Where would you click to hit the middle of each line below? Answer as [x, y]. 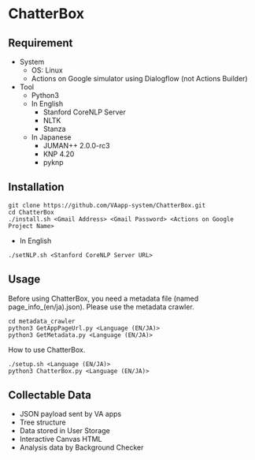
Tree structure [42, 422]
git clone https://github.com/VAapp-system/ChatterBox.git [107, 205]
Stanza [54, 129]
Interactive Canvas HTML [61, 439]
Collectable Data [50, 395]
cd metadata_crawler [42, 321]
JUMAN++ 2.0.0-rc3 [76, 146]
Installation [36, 187]
